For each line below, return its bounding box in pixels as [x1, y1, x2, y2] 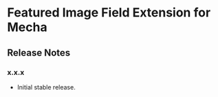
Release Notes [7, 47, 71, 58]
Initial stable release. [17, 83, 76, 91]
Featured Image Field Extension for [7, 5, 211, 21]
